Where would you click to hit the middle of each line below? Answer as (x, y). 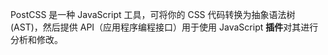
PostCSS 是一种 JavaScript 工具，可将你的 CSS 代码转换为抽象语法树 (153, 14)
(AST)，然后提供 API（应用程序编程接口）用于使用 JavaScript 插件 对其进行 (164, 27)
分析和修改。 (36, 39)
